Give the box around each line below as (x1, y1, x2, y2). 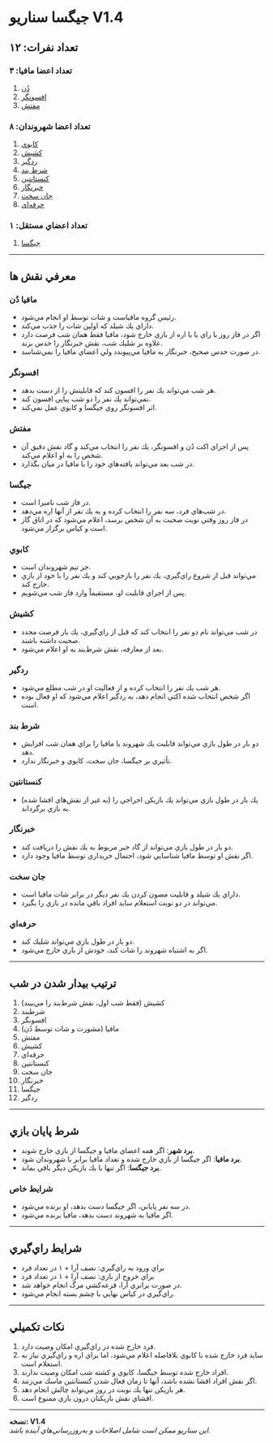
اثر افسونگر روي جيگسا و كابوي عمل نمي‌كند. (20, 403, 157, 413)
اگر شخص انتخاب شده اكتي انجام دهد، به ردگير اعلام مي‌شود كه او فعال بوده (20, 691, 250, 701)
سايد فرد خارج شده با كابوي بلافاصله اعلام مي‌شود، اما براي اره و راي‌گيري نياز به (20, 1350, 264, 1359)
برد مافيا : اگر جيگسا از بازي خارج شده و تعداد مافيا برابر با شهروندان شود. (20, 1154, 242, 1164)
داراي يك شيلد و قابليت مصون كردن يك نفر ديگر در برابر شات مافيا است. (20, 889, 241, 899)
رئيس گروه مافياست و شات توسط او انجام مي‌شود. (20, 313, 177, 322)
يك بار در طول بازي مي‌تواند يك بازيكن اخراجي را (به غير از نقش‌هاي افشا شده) (20, 794, 258, 804)
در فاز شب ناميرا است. (20, 498, 92, 508)
